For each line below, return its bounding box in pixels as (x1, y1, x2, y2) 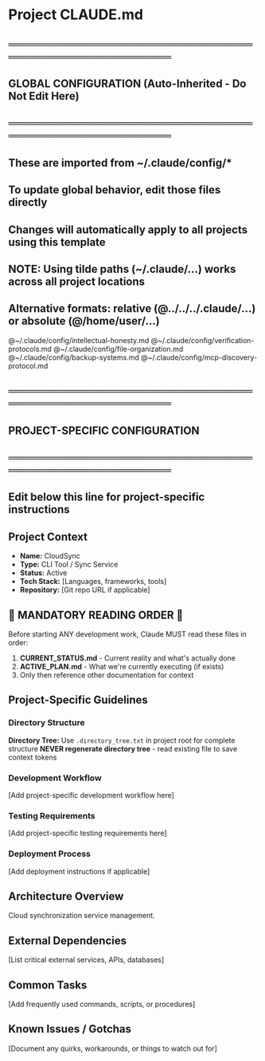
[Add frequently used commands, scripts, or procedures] (8, 999, 196, 1008)
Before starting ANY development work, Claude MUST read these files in (8, 629, 247, 639)
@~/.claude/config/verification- (150, 335, 255, 345)
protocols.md (8, 344, 52, 353)
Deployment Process (8, 848, 92, 859)
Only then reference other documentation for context (19, 670, 194, 680)
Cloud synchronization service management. (8, 911, 155, 921)
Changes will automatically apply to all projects (8, 223, 248, 236)
